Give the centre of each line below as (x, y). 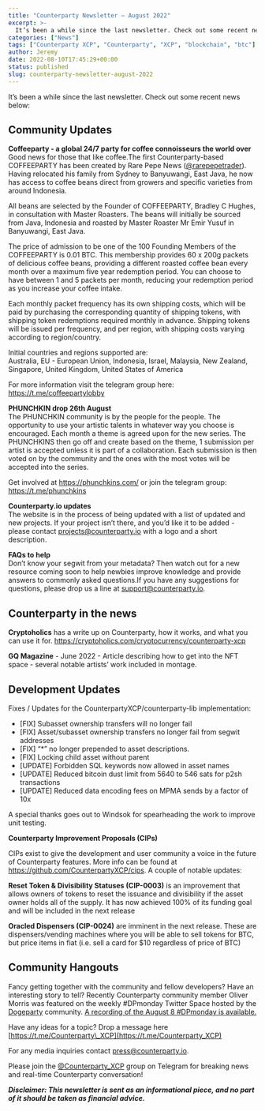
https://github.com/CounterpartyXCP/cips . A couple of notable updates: (125, 870)
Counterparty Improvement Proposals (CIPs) (83, 839)
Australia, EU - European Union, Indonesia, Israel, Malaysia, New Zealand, (128, 361)
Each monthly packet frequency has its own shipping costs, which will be (127, 304)
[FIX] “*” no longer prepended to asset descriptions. (105, 749)
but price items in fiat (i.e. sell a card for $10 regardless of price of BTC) (125, 943)
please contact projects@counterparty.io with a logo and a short (113, 531)
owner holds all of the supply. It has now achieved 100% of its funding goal (130, 903)
